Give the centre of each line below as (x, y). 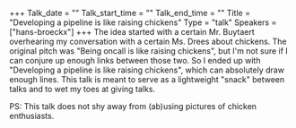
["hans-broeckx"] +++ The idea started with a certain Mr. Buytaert (132, 32)
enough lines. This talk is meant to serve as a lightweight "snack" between (147, 79)
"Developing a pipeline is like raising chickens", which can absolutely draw (147, 70)
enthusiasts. (32, 116)
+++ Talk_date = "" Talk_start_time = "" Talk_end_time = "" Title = (130, 13)
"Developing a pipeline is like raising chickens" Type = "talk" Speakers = (143, 22)
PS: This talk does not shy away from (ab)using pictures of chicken (133, 106)
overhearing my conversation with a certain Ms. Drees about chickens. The (148, 41)
